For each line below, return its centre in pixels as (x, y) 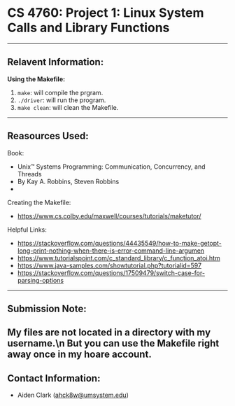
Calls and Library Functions (88, 28)
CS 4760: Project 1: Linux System (106, 13)
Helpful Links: (27, 230)
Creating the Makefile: (39, 202)
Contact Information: (54, 378)
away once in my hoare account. (79, 355)
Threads (29, 174)
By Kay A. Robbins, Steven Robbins (68, 181)
